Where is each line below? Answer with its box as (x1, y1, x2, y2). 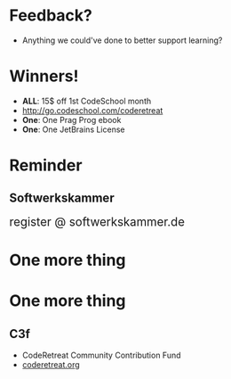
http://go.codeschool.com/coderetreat (21, 104, 163, 116)
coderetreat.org (21, 359, 80, 370)
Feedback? (9, 5, 93, 26)
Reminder (9, 155, 83, 176)
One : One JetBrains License (21, 124, 125, 135)
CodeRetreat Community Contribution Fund (21, 350, 181, 361)
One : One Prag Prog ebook (21, 114, 122, 125)
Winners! (9, 66, 79, 87)
